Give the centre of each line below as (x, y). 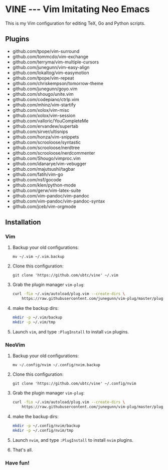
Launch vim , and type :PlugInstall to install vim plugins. (71, 331)
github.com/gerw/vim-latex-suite (47, 190)
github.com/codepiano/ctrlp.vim (46, 99)
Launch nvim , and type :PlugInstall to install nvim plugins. (73, 440)
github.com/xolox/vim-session (44, 115)
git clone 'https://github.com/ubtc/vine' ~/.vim (65, 276)
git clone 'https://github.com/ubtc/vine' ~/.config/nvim (74, 384)
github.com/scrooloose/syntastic (47, 142)
